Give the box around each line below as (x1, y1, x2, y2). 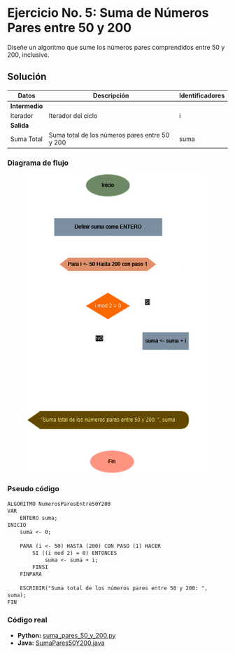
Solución (7, 71, 47, 83)
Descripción (93, 91, 129, 100)
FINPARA (20, 570, 42, 578)
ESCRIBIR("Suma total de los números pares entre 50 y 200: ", (20, 585, 208, 592)
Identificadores (179, 91, 225, 100)
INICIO (7, 521, 27, 529)
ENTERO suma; (20, 514, 58, 522)
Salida (10, 121, 29, 129)
